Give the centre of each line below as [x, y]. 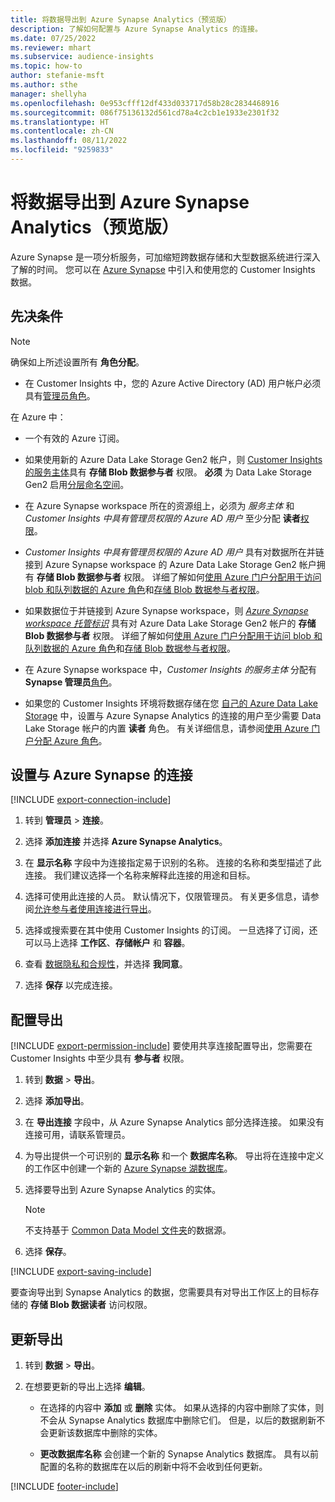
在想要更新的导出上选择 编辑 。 [87, 1387]
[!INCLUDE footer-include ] [64, 1487]
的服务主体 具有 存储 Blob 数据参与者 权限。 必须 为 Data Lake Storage [168, 472]
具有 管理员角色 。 [60, 395]
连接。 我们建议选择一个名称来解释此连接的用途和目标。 [140, 875]
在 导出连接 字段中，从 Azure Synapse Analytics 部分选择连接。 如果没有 [174, 1122]
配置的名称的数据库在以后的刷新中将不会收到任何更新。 [153, 1467]
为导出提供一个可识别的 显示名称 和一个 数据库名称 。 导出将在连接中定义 [174, 1156]
